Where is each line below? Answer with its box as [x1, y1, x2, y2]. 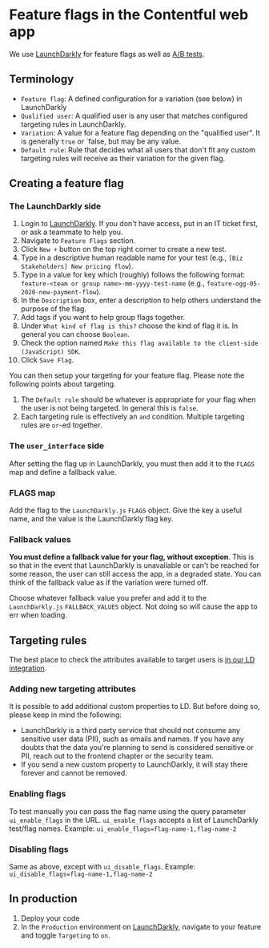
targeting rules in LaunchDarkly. [20, 119, 126, 129]
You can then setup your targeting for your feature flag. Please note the [9, 371, 245, 380]
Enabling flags [9, 788, 66, 800]
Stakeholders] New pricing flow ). [20, 261, 134, 271]
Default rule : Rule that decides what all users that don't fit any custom [20, 144, 255, 154]
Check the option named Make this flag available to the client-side [20, 338, 259, 348]
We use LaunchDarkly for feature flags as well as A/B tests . [9, 49, 205, 59]
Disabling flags [9, 844, 69, 855]
